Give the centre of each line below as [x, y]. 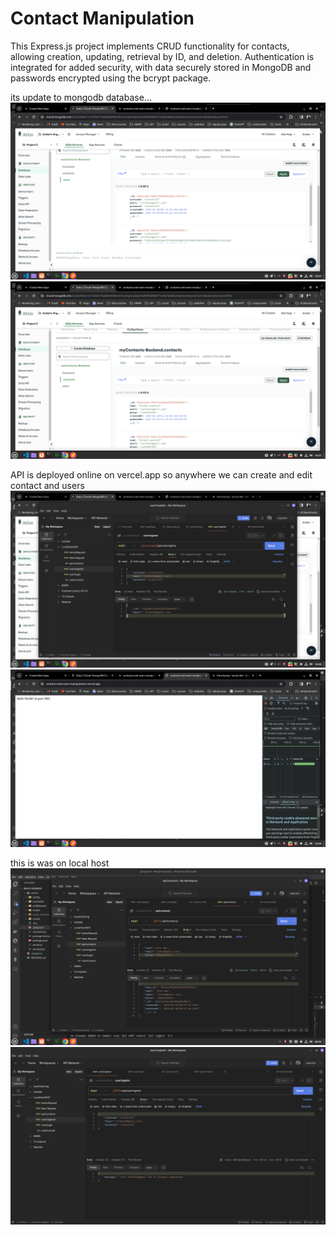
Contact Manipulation [102, 18]
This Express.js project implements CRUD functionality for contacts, [150, 46]
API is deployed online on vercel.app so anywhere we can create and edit [161, 474]
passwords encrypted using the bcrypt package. [111, 78]
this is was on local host [60, 863]
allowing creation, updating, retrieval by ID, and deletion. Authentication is [162, 56]
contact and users [47, 485]
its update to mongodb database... [81, 97]
